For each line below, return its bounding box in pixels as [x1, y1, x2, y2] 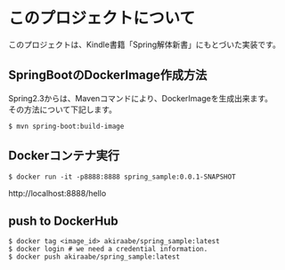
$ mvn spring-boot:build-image [8, 122, 125, 131]
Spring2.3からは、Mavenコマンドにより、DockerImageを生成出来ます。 [8, 92, 273, 103]
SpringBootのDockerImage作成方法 [8, 67, 208, 83]
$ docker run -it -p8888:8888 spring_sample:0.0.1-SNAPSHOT [8, 172, 237, 181]
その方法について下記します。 [8, 104, 118, 115]
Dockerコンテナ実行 [8, 148, 120, 163]
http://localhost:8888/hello [8, 187, 107, 198]
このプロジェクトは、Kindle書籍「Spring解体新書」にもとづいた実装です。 [8, 39, 281, 50]
